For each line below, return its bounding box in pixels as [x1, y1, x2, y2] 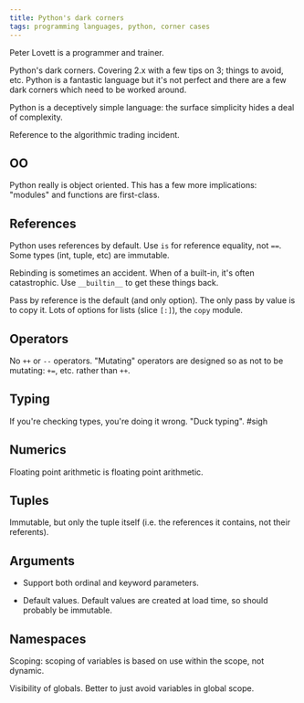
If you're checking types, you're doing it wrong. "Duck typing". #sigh [9, 415, 267, 426]
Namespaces [9, 631, 87, 646]
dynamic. [9, 666, 45, 676]
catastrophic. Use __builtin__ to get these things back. [9, 278, 219, 289]
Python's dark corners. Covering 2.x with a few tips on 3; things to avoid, [9, 65, 285, 76]
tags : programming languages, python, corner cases [9, 22, 210, 31]
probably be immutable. [22, 604, 112, 616]
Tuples [9, 492, 49, 508]
